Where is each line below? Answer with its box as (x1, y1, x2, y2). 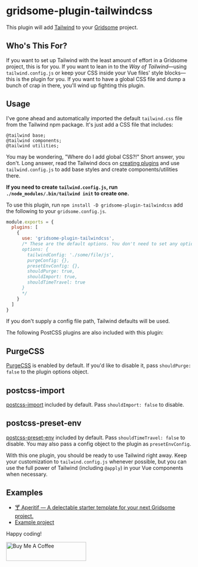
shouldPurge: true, (27, 268, 75, 275)
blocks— (164, 69, 186, 76)
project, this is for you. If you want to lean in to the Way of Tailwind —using (6, 63, 187, 70)
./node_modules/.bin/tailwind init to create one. (6, 189, 130, 196)
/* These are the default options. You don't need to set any (21, 241, 178, 247)
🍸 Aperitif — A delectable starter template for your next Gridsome (14, 504, 176, 511)
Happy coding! (6, 530, 42, 537)
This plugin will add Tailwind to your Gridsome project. (6, 24, 138, 31)
